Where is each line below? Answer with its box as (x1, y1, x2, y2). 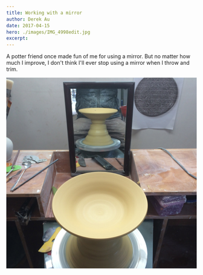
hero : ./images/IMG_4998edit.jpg (6, 29, 91, 35)
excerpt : (6, 35, 28, 42)
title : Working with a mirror (6, 10, 83, 16)
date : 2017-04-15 (6, 22, 50, 28)
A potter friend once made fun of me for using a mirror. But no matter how (6, 53, 190, 60)
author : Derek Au (6, 16, 50, 22)
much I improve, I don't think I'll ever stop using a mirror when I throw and (6, 59, 190, 67)
